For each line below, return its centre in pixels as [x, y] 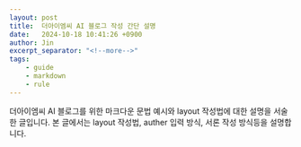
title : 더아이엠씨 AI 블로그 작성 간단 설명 [83, 26]
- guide [40, 68]
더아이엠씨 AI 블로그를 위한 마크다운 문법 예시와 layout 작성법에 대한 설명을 [141, 111]
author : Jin [31, 43]
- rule [38, 84]
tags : [19, 59]
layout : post [34, 17]
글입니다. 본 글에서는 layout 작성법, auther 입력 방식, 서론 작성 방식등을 [143, 122]
